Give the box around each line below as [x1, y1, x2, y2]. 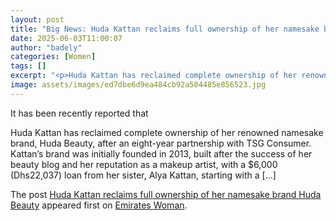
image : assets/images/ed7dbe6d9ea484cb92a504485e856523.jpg [10, 80, 267, 90]
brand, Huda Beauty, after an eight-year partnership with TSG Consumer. [10, 137, 312, 149]
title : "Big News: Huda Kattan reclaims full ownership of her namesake [10, 24, 320, 34]
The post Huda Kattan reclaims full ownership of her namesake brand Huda [10, 188, 322, 200]
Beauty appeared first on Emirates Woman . [10, 199, 188, 211]
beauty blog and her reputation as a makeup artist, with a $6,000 [10, 158, 278, 170]
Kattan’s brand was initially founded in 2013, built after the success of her [10, 147, 313, 160]
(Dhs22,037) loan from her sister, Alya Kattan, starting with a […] [10, 169, 277, 181]
